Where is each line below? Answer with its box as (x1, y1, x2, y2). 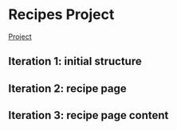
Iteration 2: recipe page (8, 82, 127, 95)
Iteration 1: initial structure (8, 55, 142, 68)
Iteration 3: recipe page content (8, 109, 169, 122)
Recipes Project (8, 6, 115, 24)
